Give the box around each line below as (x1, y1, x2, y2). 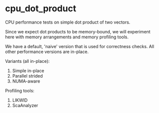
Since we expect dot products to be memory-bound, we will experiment (5, 28, 151, 34)
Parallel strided (12, 73, 43, 79)
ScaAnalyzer (12, 102, 38, 108)
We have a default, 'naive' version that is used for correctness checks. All (5, 43, 154, 49)
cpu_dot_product (5, 3, 76, 14)
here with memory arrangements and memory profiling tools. (5, 34, 129, 40)
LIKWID (12, 97, 28, 103)
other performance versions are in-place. (5, 49, 89, 55)
